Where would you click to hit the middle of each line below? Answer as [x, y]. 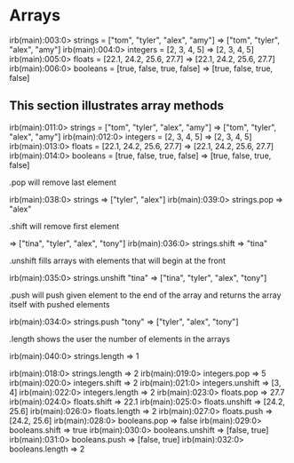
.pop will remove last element [63, 182]
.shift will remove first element [64, 226]
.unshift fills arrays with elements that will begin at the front [118, 260]
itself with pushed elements [60, 304]
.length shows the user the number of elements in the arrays [120, 339]
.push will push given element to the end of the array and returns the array [145, 295]
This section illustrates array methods [117, 106]
